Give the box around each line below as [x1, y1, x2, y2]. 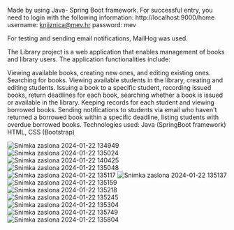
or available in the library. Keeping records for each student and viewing [7, 98, 214, 107]
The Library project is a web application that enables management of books [7, 48, 225, 56]
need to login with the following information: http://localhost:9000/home [7, 13, 215, 22]
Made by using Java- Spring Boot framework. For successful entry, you [7, 6, 213, 14]
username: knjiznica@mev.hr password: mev [7, 21, 136, 29]
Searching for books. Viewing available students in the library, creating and [7, 76, 224, 84]
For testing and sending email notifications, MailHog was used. [7, 34, 189, 43]
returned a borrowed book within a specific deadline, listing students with [7, 113, 219, 121]
